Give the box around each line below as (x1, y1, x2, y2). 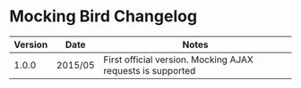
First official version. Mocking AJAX (103, 53, 254, 66)
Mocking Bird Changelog (9, 6, 198, 27)
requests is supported (103, 64, 196, 76)
